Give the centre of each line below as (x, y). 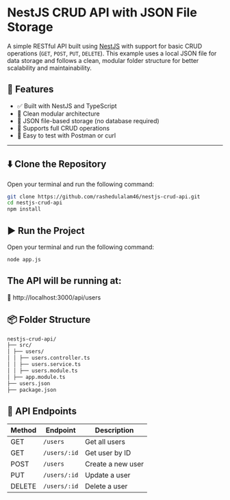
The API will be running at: (64, 281)
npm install (24, 209)
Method (24, 430)
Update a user (108, 475)
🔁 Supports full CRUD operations (63, 128)
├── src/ (20, 345)
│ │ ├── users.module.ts (42, 371)
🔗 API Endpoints (42, 411)
